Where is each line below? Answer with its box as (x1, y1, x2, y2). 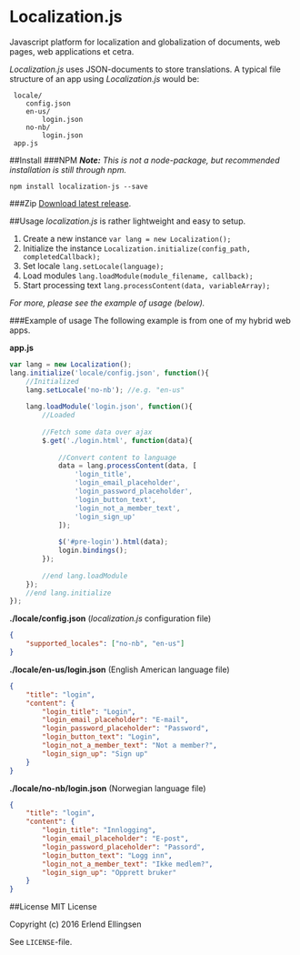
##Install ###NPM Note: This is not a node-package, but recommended (9, 155, 280, 166)
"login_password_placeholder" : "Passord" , (42, 842, 205, 851)
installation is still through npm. (9, 164, 127, 175)
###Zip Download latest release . (9, 197, 132, 208)
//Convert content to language (57, 453, 177, 462)
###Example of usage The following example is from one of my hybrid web (9, 315, 291, 326)
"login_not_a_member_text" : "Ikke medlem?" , (42, 859, 214, 869)
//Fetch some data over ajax (42, 427, 153, 437)
